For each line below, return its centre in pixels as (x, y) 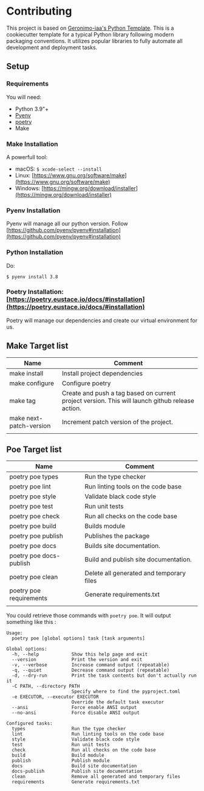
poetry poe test (31, 507)
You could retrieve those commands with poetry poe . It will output (89, 615)
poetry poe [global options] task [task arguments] (79, 639)
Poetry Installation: (35, 292)
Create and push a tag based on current (119, 393)
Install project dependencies (102, 373)
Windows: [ (29, 188)
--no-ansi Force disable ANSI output (76, 713)
